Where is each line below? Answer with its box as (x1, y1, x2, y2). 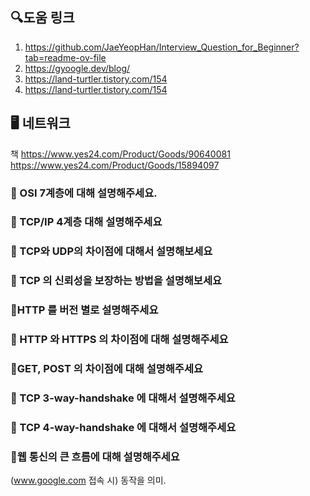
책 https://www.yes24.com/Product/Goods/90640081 (10, 148, 231, 160)
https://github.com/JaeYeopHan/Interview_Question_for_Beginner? (24, 41, 300, 53)
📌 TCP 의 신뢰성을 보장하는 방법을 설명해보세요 (10, 274, 222, 288)
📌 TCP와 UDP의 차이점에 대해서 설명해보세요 (10, 244, 213, 258)
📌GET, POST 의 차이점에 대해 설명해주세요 (10, 362, 204, 376)
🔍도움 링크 (10, 9, 75, 27)
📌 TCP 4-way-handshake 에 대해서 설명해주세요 (10, 420, 237, 434)
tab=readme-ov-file (24, 51, 107, 63)
